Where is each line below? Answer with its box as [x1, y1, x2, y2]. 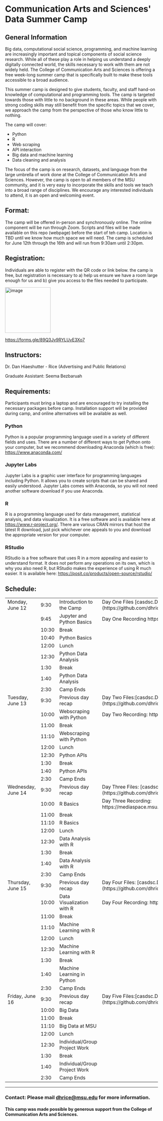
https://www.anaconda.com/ [5, 449, 62, 455]
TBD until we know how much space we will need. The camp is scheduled [5, 235, 153, 240]
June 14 [7, 790, 27, 796]
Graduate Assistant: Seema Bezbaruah [5, 373, 82, 379]
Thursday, [7, 879, 31, 886]
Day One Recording [101, 616, 147, 623]
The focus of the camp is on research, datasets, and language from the [5, 166, 147, 172]
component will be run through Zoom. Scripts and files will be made [5, 224, 141, 230]
